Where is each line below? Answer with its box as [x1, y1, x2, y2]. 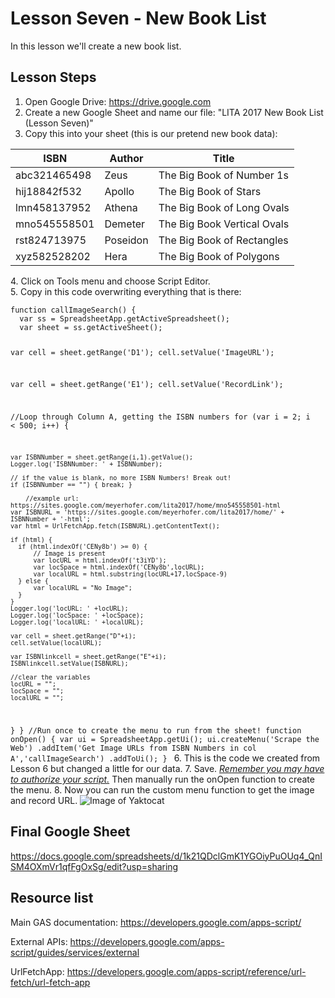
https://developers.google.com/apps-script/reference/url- [66, 965, 307, 977]
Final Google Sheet [10, 823, 131, 841]
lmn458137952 [15, 200, 92, 214]
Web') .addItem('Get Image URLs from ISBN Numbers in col [10, 743, 257, 753]
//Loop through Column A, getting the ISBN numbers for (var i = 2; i [10, 412, 311, 422]
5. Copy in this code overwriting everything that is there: [10, 285, 242, 297]
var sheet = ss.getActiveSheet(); [19, 322, 163, 332]
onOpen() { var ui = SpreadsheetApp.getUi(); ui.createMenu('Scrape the [10, 734, 320, 744]
